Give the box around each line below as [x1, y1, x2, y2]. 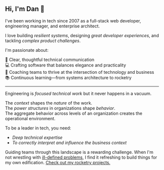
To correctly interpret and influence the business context [12, 140, 127, 146]
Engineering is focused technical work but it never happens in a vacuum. [5, 90, 152, 96]
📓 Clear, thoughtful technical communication [5, 57, 95, 63]
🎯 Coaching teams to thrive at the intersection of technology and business [5, 69, 155, 75]
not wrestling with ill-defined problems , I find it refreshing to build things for [5, 154, 157, 160]
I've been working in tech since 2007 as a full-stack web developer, [5, 18, 142, 23]
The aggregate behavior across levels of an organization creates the [5, 110, 143, 116]
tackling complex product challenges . [5, 38, 81, 43]
